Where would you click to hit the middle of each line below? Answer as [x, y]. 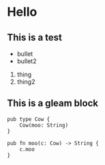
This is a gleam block [53, 103]
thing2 [26, 82]
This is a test [35, 37]
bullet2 [27, 61]
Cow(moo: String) [44, 125]
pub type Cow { [29, 119]
